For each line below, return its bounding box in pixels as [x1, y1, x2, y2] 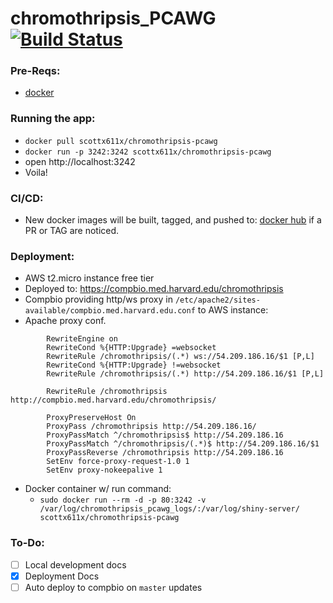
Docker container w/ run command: [24, 483, 172, 495]
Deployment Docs [24, 570, 100, 582]
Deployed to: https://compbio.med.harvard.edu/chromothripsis [24, 283, 284, 295]
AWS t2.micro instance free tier [24, 272, 155, 284]
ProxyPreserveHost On [46, 413, 137, 423]
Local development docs [24, 558, 127, 571]
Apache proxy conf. [24, 315, 107, 327]
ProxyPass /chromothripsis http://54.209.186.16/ [46, 422, 257, 432]
